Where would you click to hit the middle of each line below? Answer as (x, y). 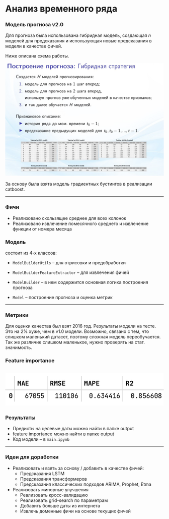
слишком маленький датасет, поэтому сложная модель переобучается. (83, 337)
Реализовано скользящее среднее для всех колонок (69, 218)
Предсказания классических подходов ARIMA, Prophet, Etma (86, 484)
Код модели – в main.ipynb (41, 439)
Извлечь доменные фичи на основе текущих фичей (75, 511)
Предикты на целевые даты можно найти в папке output (73, 429)
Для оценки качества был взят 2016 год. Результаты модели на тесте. (81, 326)
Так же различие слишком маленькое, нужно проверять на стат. (75, 342)
